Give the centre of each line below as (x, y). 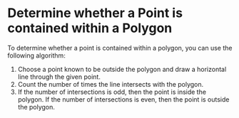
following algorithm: (36, 55)
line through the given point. (59, 77)
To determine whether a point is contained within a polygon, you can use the (120, 48)
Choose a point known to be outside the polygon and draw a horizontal (122, 69)
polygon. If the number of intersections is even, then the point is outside (123, 99)
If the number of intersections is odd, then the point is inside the (112, 92)
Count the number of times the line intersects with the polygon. (111, 84)
